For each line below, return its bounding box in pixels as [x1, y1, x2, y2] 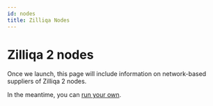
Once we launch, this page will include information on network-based [7, 70, 207, 78]
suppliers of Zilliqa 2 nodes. [7, 77, 87, 86]
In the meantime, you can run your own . [7, 91, 122, 99]
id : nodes [7, 10, 36, 17]
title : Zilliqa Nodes [7, 17, 70, 24]
